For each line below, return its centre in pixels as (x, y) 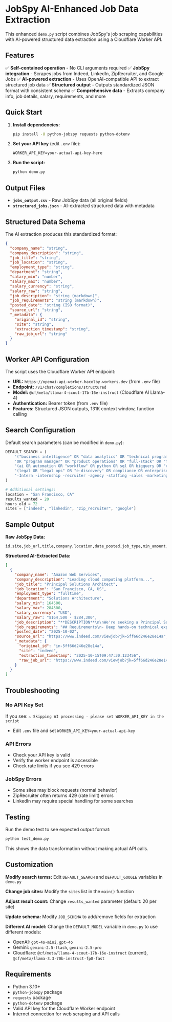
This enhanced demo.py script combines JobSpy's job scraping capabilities (84, 34)
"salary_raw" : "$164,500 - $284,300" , (56, 617)
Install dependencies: (36, 125)
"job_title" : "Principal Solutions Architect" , (66, 584)
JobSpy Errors (24, 779)
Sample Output (30, 525)
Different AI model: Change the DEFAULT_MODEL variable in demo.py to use (81, 926)
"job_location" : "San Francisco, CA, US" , (60, 589)
